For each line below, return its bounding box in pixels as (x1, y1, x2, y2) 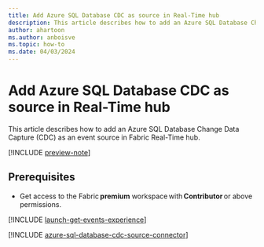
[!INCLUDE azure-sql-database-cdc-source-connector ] (8, 230, 189, 239)
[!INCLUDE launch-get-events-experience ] (8, 215, 147, 224)
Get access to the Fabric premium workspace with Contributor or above (19, 191, 253, 201)
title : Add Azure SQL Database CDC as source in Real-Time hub (8, 11, 220, 20)
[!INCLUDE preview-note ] (8, 147, 91, 157)
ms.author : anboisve (8, 33, 76, 42)
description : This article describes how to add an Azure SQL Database (8, 19, 247, 27)
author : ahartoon (8, 26, 65, 34)
